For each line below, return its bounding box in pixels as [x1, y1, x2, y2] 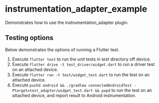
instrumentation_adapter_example [5, 3, 147, 15]
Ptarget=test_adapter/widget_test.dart [12, 88, 93, 93]
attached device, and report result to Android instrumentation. [12, 92, 137, 98]
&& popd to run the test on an [94, 87, 152, 93]
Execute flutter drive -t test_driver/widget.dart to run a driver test [12, 61, 155, 67]
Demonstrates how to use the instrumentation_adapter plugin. [5, 20, 129, 25]
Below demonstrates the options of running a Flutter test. [5, 46, 120, 52]
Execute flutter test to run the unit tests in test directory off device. [12, 56, 151, 62]
